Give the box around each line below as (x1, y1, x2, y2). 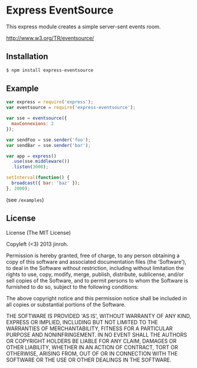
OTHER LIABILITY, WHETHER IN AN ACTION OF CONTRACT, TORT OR (6, 343, 178, 351)
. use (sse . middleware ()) (11, 159, 70, 165)
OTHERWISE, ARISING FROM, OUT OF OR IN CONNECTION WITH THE (6, 350, 178, 357)
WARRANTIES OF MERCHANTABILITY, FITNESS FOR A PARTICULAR (6, 325, 173, 332)
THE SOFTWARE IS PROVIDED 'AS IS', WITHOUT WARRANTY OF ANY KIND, (6, 312, 192, 319)
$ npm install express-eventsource (6, 67, 94, 73)
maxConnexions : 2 (11, 121, 54, 127)
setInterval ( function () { (6, 175, 70, 180)
